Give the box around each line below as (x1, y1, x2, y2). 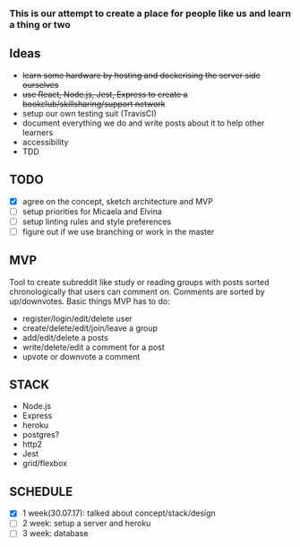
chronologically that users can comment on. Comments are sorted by (9, 286, 266, 297)
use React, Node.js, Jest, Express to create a (21, 89, 188, 100)
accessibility (21, 136, 69, 147)
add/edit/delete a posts (21, 332, 109, 343)
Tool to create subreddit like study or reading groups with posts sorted (9, 276, 270, 287)
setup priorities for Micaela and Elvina (21, 205, 163, 217)
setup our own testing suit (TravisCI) (21, 108, 157, 118)
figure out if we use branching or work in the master (21, 226, 215, 237)
